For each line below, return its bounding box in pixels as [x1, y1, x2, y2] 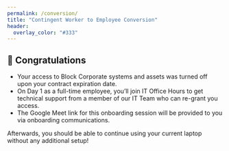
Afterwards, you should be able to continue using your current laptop [7, 129, 202, 137]
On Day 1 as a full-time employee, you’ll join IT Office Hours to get [16, 87, 204, 96]
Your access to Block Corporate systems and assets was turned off [16, 72, 208, 81]
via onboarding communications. [16, 116, 110, 124]
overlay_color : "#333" [13, 29, 78, 36]
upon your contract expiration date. [16, 80, 117, 88]
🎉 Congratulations [7, 54, 86, 66]
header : [7, 23, 29, 29]
